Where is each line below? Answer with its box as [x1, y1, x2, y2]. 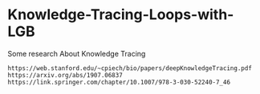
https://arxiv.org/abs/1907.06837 [7, 71, 124, 79]
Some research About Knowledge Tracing [7, 49, 146, 58]
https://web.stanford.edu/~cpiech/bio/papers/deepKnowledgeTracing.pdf [7, 64, 252, 72]
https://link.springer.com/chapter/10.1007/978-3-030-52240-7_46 [7, 78, 230, 86]
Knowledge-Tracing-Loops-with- [7, 6, 234, 24]
